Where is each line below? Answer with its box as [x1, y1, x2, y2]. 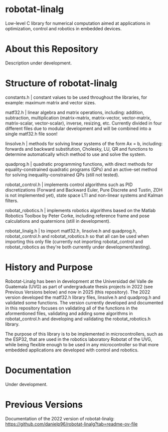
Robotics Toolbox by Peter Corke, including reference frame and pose [5, 213, 150, 219]
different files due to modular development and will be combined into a [5, 125, 151, 132]
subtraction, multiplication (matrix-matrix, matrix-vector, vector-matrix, [5, 114, 151, 120]
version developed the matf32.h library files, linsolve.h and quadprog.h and [5, 294, 160, 300]
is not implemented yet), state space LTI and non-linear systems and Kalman [5, 192, 163, 198]
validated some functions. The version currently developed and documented [5, 299, 163, 305]
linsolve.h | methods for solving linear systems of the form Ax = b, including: [5, 140, 163, 147]
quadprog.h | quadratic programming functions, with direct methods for [5, 161, 153, 167]
